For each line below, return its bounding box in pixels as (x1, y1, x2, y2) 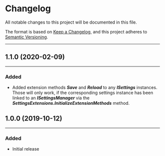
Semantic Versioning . (5, 34, 48, 40)
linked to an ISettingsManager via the (12, 95, 90, 101)
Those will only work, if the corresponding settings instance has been (12, 90, 154, 96)
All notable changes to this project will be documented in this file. (5, 19, 137, 25)
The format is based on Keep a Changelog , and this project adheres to (5, 29, 147, 34)
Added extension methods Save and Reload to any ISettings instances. (12, 85, 158, 91)
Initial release (12, 146, 39, 152)
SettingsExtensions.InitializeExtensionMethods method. (12, 100, 130, 106)
